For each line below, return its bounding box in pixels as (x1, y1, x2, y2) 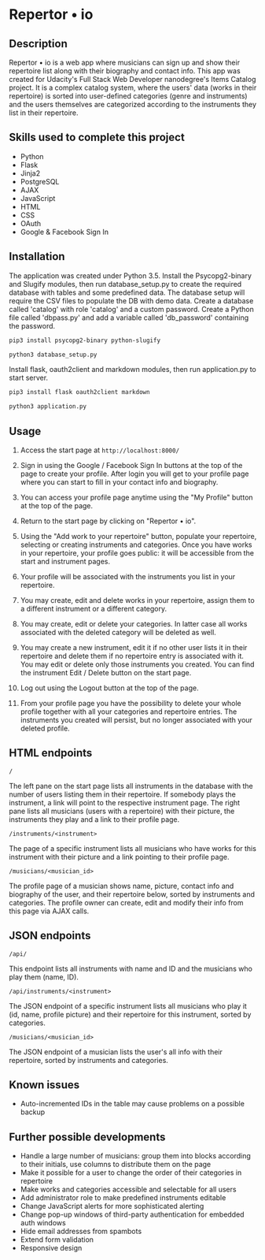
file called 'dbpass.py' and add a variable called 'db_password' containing (9, 313, 249, 322)
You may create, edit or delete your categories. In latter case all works (20, 619, 248, 628)
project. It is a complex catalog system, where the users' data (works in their (9, 83, 257, 92)
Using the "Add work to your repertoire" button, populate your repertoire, (20, 531, 257, 541)
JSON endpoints (9, 929, 91, 942)
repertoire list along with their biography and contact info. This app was (9, 66, 241, 76)
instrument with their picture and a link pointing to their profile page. (9, 852, 230, 861)
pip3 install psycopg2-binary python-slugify (9, 336, 160, 344)
